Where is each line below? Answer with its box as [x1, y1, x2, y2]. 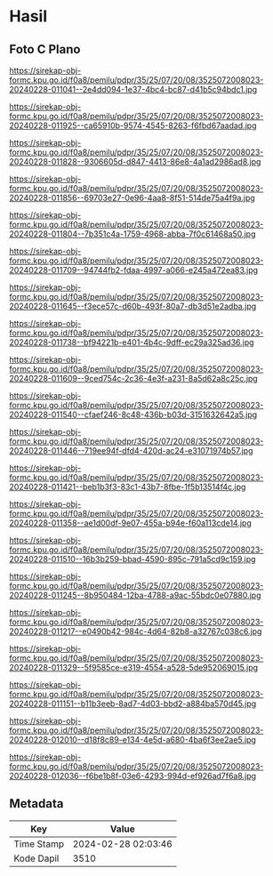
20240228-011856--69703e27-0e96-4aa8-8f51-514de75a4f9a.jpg [9, 193, 255, 203]
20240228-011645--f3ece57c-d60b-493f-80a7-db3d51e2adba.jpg [9, 301, 257, 311]
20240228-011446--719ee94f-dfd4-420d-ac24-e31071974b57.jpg [9, 446, 253, 455]
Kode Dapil [13, 852, 60, 864]
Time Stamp [13, 838, 65, 850]
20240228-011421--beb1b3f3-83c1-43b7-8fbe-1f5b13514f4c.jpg [9, 482, 246, 492]
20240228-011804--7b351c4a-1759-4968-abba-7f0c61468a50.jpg [9, 229, 256, 239]
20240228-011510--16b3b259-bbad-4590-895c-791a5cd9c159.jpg [9, 554, 256, 564]
